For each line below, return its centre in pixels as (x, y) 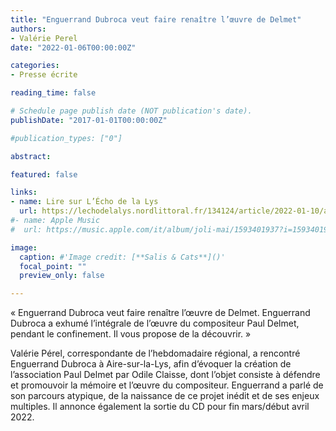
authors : (28, 29)
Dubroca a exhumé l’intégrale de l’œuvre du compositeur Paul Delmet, (155, 323)
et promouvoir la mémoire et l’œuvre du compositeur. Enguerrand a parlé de (167, 385)
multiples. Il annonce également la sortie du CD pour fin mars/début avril (160, 407)
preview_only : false (62, 276)
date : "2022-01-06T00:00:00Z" (73, 47)
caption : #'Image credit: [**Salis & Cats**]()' (122, 257)
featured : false (44, 174)
